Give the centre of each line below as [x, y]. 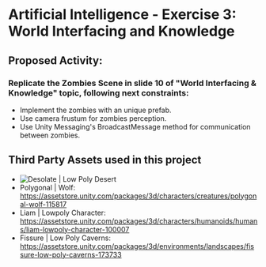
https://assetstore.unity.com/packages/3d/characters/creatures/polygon [138, 196]
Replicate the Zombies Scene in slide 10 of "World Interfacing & [133, 83]
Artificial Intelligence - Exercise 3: [122, 15]
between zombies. [50, 135]
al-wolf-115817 [43, 204]
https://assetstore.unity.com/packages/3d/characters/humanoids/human [139, 221]
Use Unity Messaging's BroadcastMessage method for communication [135, 126]
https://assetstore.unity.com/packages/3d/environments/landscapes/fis [137, 246]
